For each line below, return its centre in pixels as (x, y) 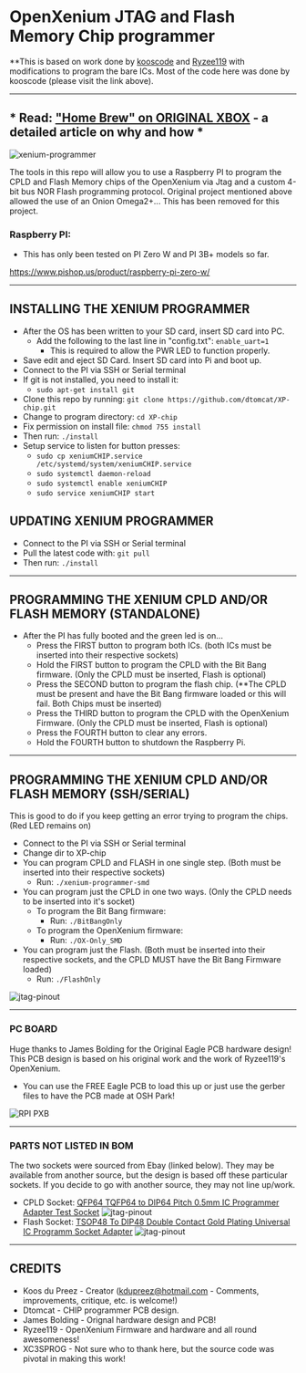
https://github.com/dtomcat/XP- (229, 400)
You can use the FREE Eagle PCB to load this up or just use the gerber (154, 1086)
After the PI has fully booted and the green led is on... (122, 636)
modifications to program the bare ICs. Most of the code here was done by (150, 71)
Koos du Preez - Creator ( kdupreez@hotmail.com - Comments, (141, 1290)
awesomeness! (51, 1339)
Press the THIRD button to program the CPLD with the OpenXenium (163, 713)
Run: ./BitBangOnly (86, 921)
